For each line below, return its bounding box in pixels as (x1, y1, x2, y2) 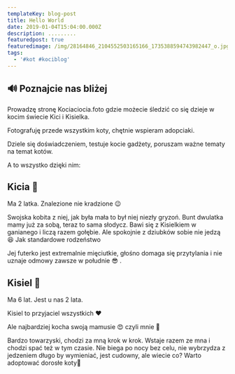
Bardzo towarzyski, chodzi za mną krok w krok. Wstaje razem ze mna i (7, 336, 211, 345)
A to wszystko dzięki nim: (7, 161, 81, 169)
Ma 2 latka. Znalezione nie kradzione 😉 (7, 199, 122, 208)
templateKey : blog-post (7, 10, 77, 18)
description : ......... (7, 29, 77, 37)
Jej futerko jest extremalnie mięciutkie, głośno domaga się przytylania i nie (7, 249, 222, 258)
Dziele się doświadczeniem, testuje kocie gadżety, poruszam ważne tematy (7, 140, 225, 148)
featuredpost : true (7, 36, 64, 44)
